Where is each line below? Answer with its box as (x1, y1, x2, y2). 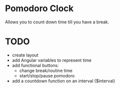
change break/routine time (19, 68, 73, 73)
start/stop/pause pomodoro (19, 72, 75, 78)
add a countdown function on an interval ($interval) (12, 78, 116, 84)
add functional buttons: (12, 62, 59, 68)
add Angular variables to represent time (12, 57, 92, 63)
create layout (12, 52, 39, 58)
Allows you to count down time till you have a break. (5, 19, 109, 25)
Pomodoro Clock (5, 3, 74, 14)
